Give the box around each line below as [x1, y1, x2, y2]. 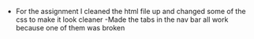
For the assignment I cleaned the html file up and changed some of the [15, 7, 246, 16]
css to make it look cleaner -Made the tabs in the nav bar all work [15, 15, 229, 24]
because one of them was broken [15, 23, 125, 32]
